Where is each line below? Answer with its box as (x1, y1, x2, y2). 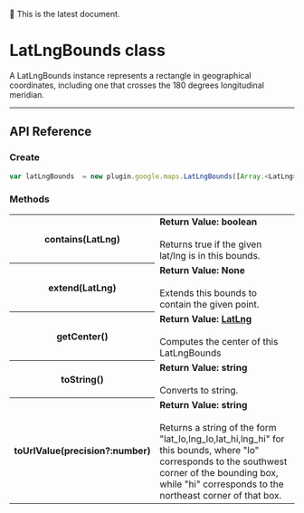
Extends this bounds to (159, 286, 258, 299)
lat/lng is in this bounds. (159, 249, 261, 261)
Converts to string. (159, 384, 239, 396)
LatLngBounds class (9, 41, 166, 61)
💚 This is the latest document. (9, 9, 120, 19)
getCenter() (56, 330, 109, 343)
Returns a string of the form (159, 421, 278, 433)
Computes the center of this (159, 335, 279, 347)
